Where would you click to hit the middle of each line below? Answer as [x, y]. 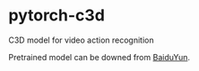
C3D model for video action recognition [81, 40]
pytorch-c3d [56, 16]
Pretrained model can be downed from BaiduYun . [99, 57]
